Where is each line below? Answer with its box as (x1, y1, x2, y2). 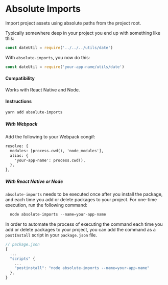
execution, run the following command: (5, 202, 88, 208)
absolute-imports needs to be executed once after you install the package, (5, 191, 163, 197)
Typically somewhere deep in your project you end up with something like (5, 30, 161, 36)
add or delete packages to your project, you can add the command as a (5, 227, 156, 233)
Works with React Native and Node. (5, 86, 80, 92)
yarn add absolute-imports (5, 110, 63, 115)
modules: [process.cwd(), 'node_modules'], (10, 148, 104, 153)
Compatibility (5, 75, 35, 82)
